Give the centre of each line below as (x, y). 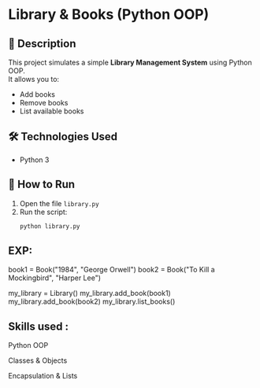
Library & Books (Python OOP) (109, 15)
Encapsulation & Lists (43, 376)
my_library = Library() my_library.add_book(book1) (89, 294)
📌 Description (42, 44)
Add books (37, 94)
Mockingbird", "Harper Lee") (54, 278)
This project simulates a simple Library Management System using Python (130, 62)
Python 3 (34, 160)
